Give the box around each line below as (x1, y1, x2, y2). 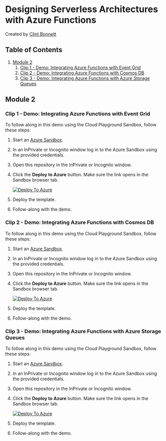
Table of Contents (5, 45, 63, 54)
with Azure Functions (5, 14, 97, 26)
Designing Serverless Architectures (5, 4, 158, 15)
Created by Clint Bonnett (5, 31, 56, 37)
